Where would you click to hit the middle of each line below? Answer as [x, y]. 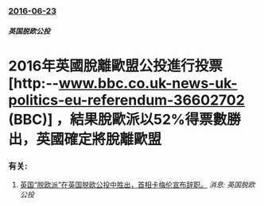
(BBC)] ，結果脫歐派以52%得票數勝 [124, 119]
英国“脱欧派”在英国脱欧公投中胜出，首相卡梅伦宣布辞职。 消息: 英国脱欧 [138, 185]
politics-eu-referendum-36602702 [126, 100]
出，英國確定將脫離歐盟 [85, 139]
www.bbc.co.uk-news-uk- [148, 83]
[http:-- [34, 83]
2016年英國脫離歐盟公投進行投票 [115, 66]
